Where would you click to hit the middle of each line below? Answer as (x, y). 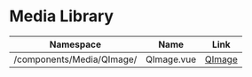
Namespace (75, 44)
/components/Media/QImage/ (75, 59)
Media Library (61, 16)
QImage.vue (171, 59)
